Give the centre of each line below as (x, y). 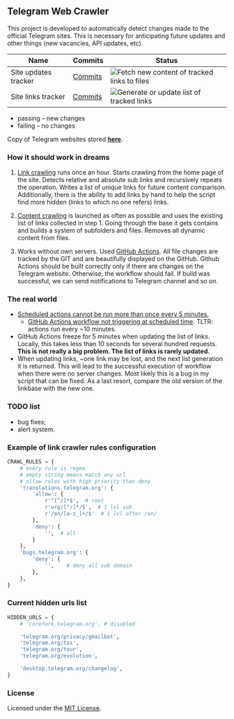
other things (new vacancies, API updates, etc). (75, 43)
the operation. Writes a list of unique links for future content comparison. (122, 187)
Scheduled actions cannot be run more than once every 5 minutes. (113, 314)
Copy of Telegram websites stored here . (65, 139)
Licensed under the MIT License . (54, 709)
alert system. (36, 429)
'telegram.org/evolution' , (59, 656)
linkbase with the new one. (56, 388)
